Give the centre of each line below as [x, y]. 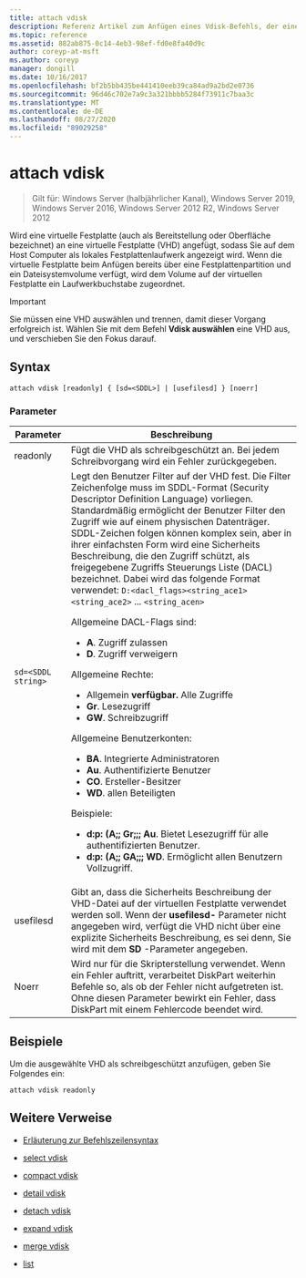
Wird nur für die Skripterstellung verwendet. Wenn [178, 964]
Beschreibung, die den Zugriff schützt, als [160, 556]
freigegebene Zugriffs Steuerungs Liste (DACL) [172, 568]
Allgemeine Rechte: [112, 675]
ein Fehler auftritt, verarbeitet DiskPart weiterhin [173, 975]
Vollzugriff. [110, 869]
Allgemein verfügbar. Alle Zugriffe [160, 696]
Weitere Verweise [61, 1118]
